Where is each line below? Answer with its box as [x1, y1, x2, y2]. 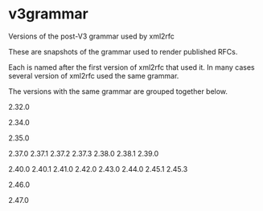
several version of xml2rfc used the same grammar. [8, 71, 179, 80]
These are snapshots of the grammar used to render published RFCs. [8, 47, 238, 56]
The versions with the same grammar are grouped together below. [8, 86, 228, 96]
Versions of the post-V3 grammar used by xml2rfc [8, 31, 175, 41]
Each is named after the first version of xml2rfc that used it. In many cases [8, 62, 255, 72]
